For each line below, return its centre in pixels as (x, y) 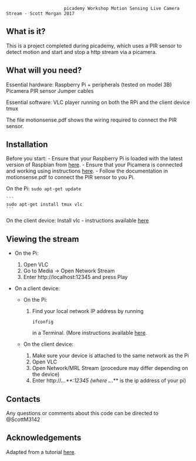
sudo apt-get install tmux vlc (44, 205)
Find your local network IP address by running (88, 311)
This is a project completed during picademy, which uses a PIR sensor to (94, 46)
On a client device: (37, 288)
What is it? (26, 31)
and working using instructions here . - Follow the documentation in (87, 171)
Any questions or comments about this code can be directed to (82, 413)
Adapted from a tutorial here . (41, 452)
